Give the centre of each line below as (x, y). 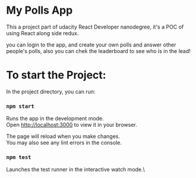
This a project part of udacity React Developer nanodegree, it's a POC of (95, 27)
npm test (19, 157)
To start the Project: (56, 75)
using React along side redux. (42, 33)
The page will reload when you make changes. (63, 136)
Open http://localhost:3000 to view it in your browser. (72, 125)
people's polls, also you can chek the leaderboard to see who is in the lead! (99, 51)
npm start (20, 106)
